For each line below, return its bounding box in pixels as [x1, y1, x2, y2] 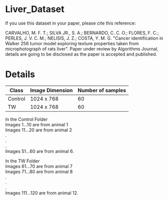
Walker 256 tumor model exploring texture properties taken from [5, 40, 139, 46]
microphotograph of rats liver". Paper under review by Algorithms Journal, [5, 46, 159, 52]
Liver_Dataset [5, 4, 64, 15]
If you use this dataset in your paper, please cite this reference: [5, 20, 136, 26]
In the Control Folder [5, 116, 48, 122]
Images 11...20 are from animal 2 [5, 127, 72, 133]
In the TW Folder [5, 158, 40, 164]
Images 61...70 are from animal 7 [5, 163, 73, 169]
